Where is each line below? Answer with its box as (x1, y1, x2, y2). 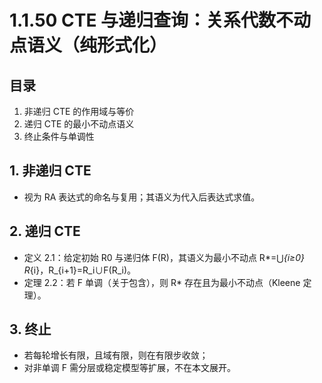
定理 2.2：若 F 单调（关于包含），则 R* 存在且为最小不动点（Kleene (23, 276, 301, 288)
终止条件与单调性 (23, 131, 95, 142)
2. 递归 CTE (9, 223, 81, 240)
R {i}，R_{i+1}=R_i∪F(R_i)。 (23, 264, 137, 276)
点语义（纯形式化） (9, 34, 168, 57)
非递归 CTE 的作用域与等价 (23, 106, 135, 117)
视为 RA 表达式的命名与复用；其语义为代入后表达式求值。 (23, 191, 261, 203)
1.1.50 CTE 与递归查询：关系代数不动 (9, 9, 312, 32)
